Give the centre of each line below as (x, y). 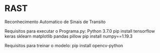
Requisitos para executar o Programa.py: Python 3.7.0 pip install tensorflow (80, 31)
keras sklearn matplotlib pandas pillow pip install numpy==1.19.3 (69, 36)
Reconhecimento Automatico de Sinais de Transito (55, 22)
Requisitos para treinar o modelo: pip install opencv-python (64, 45)
